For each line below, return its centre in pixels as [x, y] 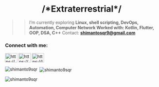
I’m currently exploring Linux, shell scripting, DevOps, [84, 22]
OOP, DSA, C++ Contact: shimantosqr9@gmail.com [82, 33]
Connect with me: [26, 45]
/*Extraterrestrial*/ [82, 9]
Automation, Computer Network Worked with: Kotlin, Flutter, [92, 27]
